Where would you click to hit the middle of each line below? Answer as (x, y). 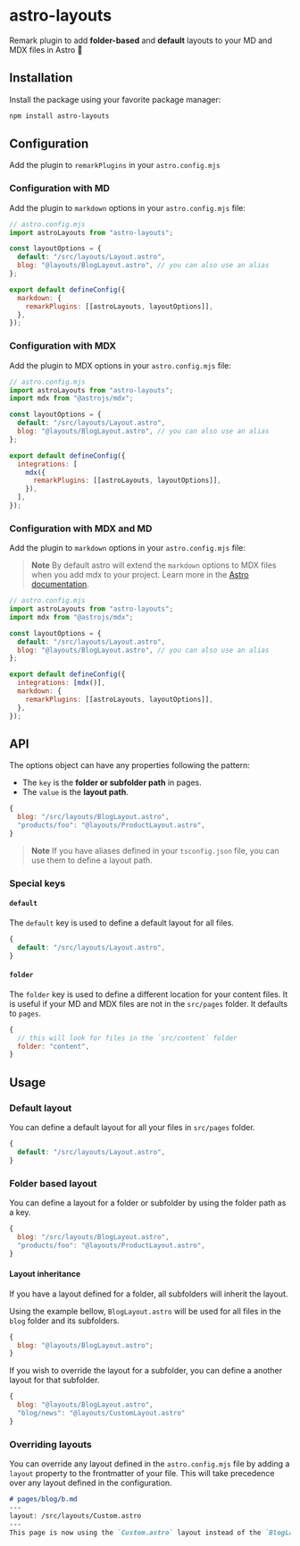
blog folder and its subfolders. (65, 1321)
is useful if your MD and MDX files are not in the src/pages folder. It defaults (149, 1003)
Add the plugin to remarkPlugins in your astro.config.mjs (115, 165)
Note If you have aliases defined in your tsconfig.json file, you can (155, 850)
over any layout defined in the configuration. (91, 1483)
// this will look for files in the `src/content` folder (128, 1038)
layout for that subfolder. (54, 1380)
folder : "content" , (54, 1046)
